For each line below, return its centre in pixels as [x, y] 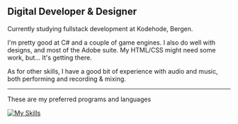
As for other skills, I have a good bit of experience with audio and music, [113, 71]
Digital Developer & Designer [72, 12]
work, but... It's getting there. [50, 57]
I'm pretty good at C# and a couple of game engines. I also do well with [112, 43]
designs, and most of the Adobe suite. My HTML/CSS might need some [112, 50]
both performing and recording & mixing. [67, 79]
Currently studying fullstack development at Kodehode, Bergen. [100, 28]
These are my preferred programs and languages [79, 99]
